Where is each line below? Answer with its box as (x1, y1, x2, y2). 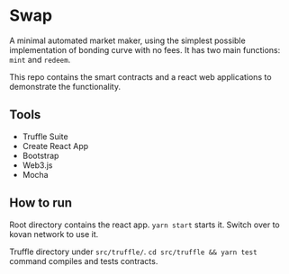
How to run (9, 195, 73, 211)
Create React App (22, 140, 89, 151)
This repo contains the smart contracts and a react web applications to (9, 71, 272, 82)
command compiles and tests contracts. (9, 255, 158, 266)
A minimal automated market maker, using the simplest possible (9, 35, 246, 46)
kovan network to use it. (9, 228, 99, 239)
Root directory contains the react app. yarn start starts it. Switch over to (9, 219, 281, 230)
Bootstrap (22, 150, 59, 161)
